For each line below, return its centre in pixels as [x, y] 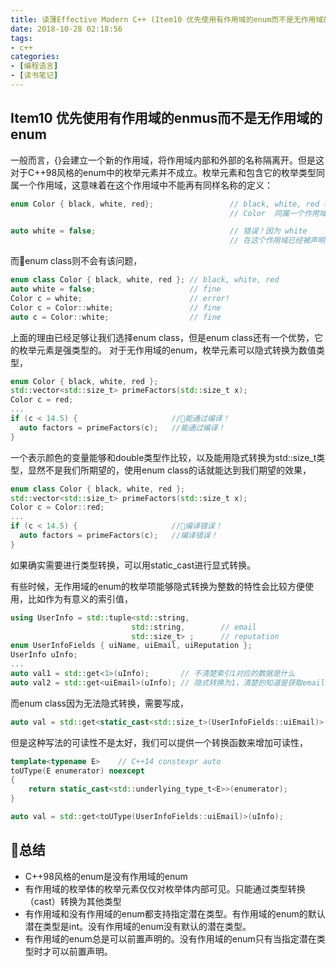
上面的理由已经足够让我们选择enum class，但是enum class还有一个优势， [162, 337]
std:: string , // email [194, 627]
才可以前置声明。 [77, 951]
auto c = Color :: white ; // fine [116, 317]
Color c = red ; [42, 400]
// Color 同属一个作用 [274, 213]
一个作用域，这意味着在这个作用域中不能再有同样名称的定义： [145, 185]
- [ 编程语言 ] [34, 66]
